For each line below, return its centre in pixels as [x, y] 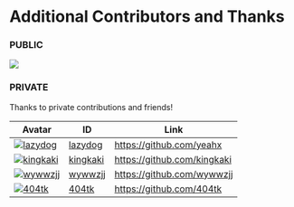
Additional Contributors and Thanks [147, 17]
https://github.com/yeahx [168, 145]
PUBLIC [26, 45]
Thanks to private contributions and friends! [91, 107]
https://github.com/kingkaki [173, 159]
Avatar [37, 129]
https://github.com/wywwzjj [174, 174]
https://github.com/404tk [168, 189]
